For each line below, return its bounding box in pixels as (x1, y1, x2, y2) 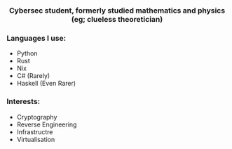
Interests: (6, 97, 41, 107)
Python (16, 49, 38, 58)
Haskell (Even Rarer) (16, 79, 76, 88)
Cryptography (16, 112, 57, 121)
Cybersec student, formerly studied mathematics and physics (8, 6, 226, 15)
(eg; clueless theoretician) (71, 15, 163, 25)
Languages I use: (6, 34, 67, 44)
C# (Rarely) (16, 72, 50, 80)
